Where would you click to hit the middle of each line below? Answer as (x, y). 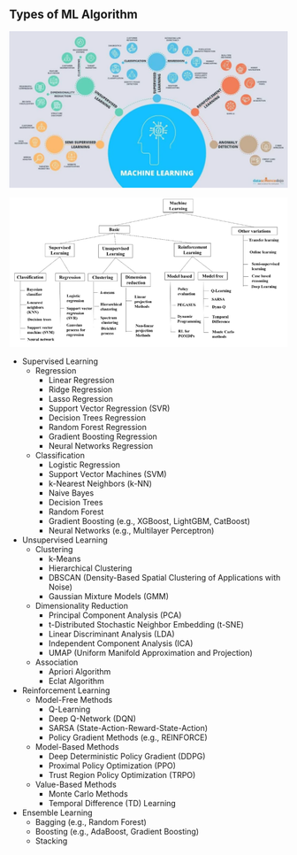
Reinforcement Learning (66, 690)
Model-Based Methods (77, 746)
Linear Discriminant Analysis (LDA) (111, 634)
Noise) (61, 587)
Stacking (51, 841)
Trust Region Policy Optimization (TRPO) (122, 774)
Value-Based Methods (76, 784)
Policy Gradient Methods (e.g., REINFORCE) (128, 737)
